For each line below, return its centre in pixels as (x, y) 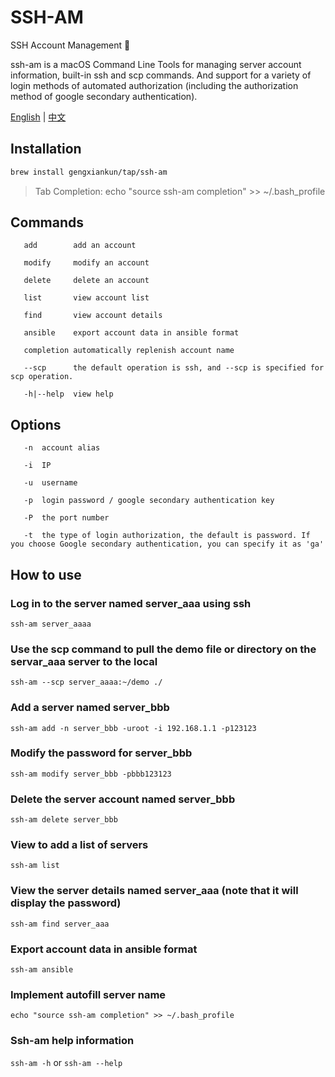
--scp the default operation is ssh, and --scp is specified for (174, 368)
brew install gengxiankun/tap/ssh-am (89, 172)
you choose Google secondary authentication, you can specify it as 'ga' (167, 544)
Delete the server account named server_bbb (123, 799)
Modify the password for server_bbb (101, 753)
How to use (46, 574)
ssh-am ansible (42, 970)
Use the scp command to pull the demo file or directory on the (163, 649)
